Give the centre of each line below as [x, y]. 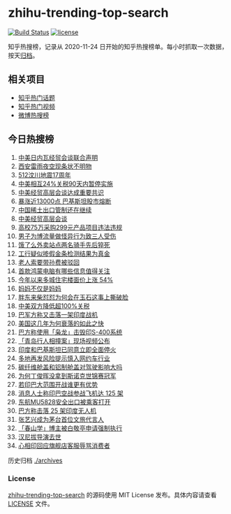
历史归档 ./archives [35, 460]
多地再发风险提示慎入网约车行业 [64, 358]
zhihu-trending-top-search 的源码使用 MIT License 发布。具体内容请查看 [112, 494]
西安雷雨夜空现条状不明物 [55, 166]
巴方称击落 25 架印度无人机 [57, 411]
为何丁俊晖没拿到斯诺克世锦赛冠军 [67, 376]
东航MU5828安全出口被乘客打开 [64, 402]
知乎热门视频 [36, 106]
